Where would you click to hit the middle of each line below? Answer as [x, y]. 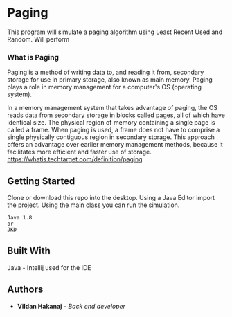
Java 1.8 [20, 218]
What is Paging [33, 57]
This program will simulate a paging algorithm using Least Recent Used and [115, 32]
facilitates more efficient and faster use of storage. [80, 152]
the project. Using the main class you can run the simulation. [93, 205]
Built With [29, 251]
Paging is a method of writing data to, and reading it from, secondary [106, 72]
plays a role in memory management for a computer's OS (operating [105, 87]
